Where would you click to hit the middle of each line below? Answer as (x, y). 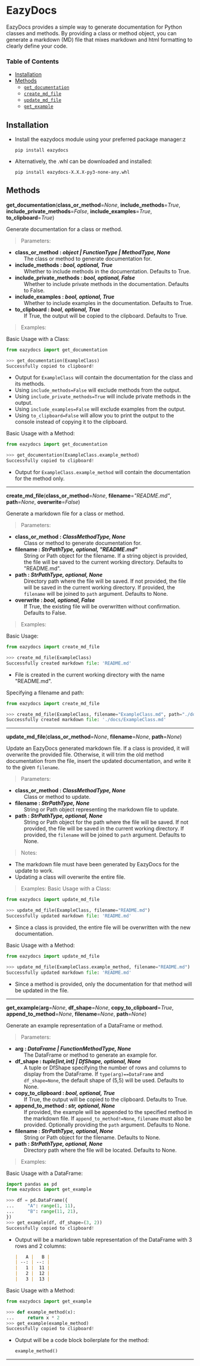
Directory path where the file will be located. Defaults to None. (100, 1150)
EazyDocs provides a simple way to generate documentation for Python (94, 27)
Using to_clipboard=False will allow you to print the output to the (94, 416)
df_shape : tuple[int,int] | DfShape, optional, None (78, 1061)
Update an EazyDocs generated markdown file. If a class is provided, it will (98, 748)
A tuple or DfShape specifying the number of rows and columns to (105, 1067)
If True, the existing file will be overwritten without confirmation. (102, 607)
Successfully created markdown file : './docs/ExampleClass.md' (86, 720)
